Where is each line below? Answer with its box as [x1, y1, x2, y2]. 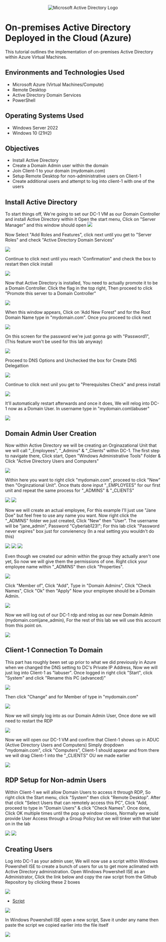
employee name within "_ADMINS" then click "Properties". [5, 564, 124, 569]
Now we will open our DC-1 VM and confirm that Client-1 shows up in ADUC [5, 736, 160, 742]
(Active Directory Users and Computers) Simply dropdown [5, 742, 124, 748]
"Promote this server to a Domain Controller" [5, 291, 96, 297]
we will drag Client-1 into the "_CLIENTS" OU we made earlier [5, 752, 130, 758]
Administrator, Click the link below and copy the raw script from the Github [5, 874, 157, 880]
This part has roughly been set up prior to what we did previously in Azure [5, 659, 157, 665]
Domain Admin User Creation [5, 429, 97, 437]
